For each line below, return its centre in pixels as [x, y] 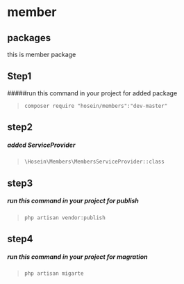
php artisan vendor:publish [65, 218]
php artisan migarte [54, 273]
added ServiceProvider [41, 145]
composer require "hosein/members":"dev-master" [96, 106]
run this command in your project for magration [77, 257]
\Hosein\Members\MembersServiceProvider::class [94, 162]
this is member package [42, 54]
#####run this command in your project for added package [92, 93]
